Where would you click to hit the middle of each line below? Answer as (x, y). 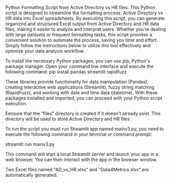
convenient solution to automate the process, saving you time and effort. (82, 40)
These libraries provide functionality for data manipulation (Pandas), (77, 82)
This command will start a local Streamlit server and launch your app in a (82, 154)
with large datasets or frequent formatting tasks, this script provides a (79, 35)
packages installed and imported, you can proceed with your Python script (84, 98)
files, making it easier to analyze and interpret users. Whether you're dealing (86, 29)
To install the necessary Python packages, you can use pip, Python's (78, 61)
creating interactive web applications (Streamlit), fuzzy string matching (80, 87)
